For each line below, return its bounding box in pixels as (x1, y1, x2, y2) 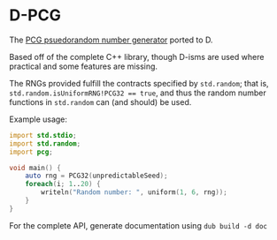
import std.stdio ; (9, 131, 77, 139)
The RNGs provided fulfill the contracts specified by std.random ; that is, (9, 78, 269, 88)
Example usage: (9, 114, 68, 124)
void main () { (9, 163, 62, 172)
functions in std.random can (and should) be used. (9, 96, 192, 107)
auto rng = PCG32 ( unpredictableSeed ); (25, 171, 168, 181)
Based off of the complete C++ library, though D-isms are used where (9, 51, 265, 62)
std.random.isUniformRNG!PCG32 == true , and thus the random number (9, 87, 267, 98)
